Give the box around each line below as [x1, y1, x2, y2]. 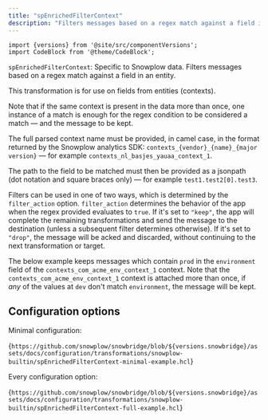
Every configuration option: [8, 372, 98, 382]
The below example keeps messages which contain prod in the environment [8, 256, 256, 265]
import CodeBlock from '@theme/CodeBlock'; [8, 48, 156, 56]
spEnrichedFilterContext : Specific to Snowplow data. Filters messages [8, 61, 242, 72]
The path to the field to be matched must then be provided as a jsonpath [8, 166, 246, 175]
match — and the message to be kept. [8, 118, 134, 128]
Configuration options [8, 304, 121, 318]
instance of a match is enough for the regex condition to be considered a [8, 109, 248, 120]
